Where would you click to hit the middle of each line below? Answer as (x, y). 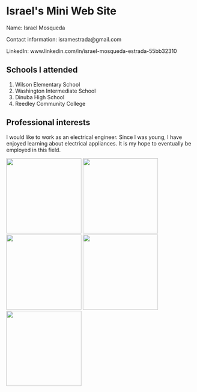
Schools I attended (42, 70)
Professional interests (48, 122)
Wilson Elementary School (47, 84)
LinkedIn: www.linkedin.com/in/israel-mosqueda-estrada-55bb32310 (92, 51)
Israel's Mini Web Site (62, 11)
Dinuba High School (40, 97)
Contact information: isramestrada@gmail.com (64, 39)
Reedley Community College (50, 103)
